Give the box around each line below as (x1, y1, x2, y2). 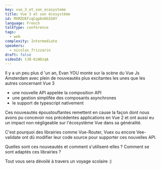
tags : (5, 30, 16, 34)
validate (5, 135, 21, 140)
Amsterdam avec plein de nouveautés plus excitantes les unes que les (5, 75, 145, 81)
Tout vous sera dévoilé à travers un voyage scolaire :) (5, 158, 112, 164)
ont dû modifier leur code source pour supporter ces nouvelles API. (21, 135, 157, 140)
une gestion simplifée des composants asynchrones (12, 95, 116, 101)
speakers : (5, 43, 25, 48)
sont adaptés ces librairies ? (5, 149, 62, 155)
